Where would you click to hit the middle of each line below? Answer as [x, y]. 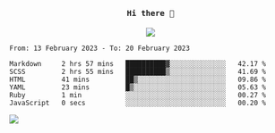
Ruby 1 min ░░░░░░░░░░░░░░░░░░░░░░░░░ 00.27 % [138, 96]
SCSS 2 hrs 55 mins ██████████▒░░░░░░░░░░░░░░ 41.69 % [138, 72]
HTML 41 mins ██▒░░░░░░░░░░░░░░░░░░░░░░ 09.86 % [138, 80]
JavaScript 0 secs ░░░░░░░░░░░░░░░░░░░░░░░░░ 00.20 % [138, 104]
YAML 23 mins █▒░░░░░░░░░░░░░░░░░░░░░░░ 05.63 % [138, 87]
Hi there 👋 [150, 13]
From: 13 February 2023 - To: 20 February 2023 [100, 49]
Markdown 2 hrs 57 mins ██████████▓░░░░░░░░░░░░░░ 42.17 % [138, 64]
